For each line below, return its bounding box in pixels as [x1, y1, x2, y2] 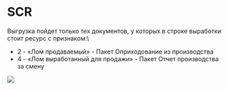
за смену [17, 62, 45, 70]
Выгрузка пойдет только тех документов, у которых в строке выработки [7, 27, 222, 35]
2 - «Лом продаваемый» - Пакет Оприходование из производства [17, 47, 214, 56]
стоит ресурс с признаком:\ [7, 34, 89, 42]
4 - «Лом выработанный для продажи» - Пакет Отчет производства [17, 54, 219, 63]
